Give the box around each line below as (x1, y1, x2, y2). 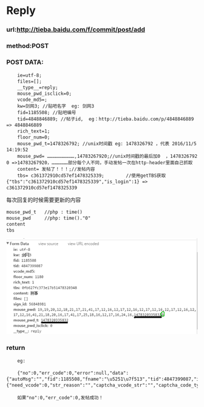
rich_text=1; (17, 128, 50, 134)
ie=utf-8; (17, 72, 42, 79)
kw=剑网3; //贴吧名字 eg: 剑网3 (17, 103, 95, 109)
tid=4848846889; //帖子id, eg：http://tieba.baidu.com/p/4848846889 (17, 116, 194, 122)
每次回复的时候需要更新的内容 (6, 196, 81, 203)
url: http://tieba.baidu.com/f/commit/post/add (6, 26, 146, 34)
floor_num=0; (17, 134, 50, 140)
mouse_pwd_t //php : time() (6, 209, 83, 216)
